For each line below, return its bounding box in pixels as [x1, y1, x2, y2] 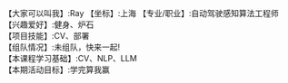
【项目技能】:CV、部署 [4, 31, 90, 41]
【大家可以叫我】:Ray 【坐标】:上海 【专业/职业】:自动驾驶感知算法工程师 [4, 8, 279, 18]
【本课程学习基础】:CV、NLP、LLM [4, 53, 137, 63]
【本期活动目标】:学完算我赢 [4, 64, 111, 75]
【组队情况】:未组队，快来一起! [4, 41, 121, 52]
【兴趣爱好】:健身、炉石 [4, 19, 94, 30]
